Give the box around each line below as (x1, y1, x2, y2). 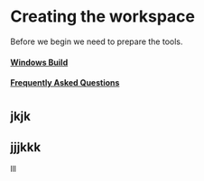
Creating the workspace (10, 6, 195, 27)
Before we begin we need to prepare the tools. (10, 36, 183, 47)
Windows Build (10, 57, 69, 68)
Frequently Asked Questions (10, 77, 120, 88)
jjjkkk (10, 140, 42, 155)
